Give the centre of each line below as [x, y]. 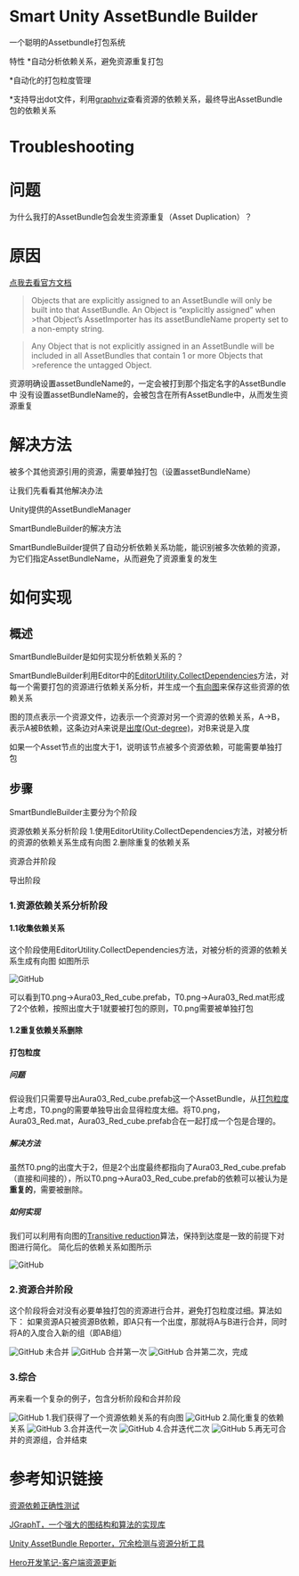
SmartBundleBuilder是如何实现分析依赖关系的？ [97, 656]
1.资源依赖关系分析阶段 [59, 905]
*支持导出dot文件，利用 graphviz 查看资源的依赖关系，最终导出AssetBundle [146, 99]
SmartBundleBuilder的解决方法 [65, 528]
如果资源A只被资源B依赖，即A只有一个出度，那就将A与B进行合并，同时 [157, 1322]
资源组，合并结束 [56, 1440]
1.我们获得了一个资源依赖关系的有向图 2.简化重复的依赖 [165, 1417]
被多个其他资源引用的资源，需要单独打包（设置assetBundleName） [133, 471]
